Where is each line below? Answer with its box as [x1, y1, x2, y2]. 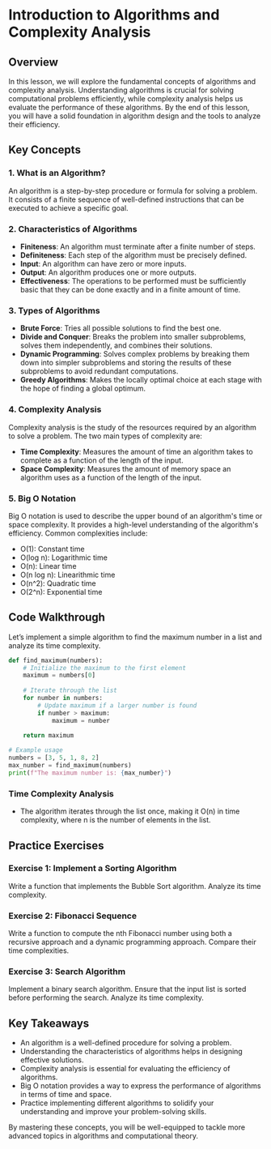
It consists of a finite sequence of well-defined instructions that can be [8, 194, 244, 204]
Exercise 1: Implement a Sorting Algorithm [8, 863, 177, 874]
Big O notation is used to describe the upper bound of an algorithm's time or [8, 510, 263, 520]
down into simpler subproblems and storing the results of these [19, 358, 232, 368]
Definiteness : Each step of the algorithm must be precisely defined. [19, 250, 248, 260]
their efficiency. [8, 120, 61, 129]
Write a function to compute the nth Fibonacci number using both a [8, 929, 232, 938]
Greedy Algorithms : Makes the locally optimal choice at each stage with [19, 375, 263, 385]
